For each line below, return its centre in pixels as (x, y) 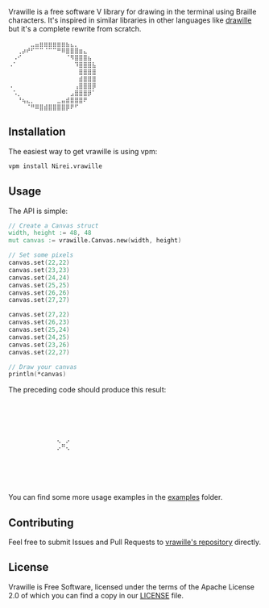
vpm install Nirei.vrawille (56, 166)
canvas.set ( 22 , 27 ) (39, 352)
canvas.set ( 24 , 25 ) (39, 337)
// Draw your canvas (43, 367)
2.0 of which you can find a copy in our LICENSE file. (96, 595)
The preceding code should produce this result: (87, 390)
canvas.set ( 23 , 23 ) (39, 270)
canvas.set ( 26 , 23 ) (39, 322)
